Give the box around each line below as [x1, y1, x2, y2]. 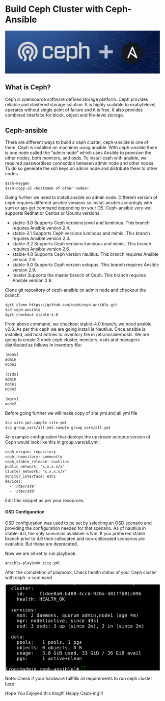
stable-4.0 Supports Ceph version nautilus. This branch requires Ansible [12, 251, 159, 257]
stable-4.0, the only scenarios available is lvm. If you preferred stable [5, 530, 145, 536]
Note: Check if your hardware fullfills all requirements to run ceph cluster [5, 675, 153, 682]
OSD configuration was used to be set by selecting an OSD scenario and [5, 520, 152, 526]
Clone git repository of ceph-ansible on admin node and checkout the [5, 287, 146, 293]
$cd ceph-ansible [5, 308, 41, 312]
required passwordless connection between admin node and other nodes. [5, 160, 155, 166]
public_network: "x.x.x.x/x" [5, 464, 65, 469]
